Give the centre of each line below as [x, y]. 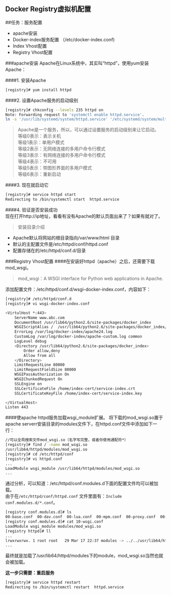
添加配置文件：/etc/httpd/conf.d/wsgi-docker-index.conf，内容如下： [78, 290]
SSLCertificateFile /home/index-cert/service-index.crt [75, 388]
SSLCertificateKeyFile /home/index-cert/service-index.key [78, 393]
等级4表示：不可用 [37, 161]
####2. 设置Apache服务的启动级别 [42, 100]
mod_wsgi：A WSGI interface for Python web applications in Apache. [91, 278]
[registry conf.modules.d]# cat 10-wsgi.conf [54, 522]
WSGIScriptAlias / [34, 327]
